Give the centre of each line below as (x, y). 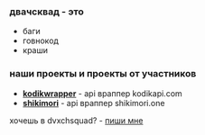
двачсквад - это (47, 12)
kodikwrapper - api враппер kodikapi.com (102, 93)
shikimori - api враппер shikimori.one (93, 103)
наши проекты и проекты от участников (103, 74)
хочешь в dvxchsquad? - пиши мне (76, 120)
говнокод (40, 40)
